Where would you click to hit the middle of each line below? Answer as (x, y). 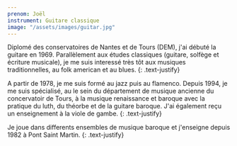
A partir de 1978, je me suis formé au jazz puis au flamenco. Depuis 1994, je (117, 84)
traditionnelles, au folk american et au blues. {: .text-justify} (94, 70)
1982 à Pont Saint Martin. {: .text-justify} (66, 135)
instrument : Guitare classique (53, 21)
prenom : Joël (27, 14)
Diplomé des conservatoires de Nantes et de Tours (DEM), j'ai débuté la (112, 47)
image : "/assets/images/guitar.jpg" (61, 27)
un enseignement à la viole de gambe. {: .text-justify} (85, 113)
